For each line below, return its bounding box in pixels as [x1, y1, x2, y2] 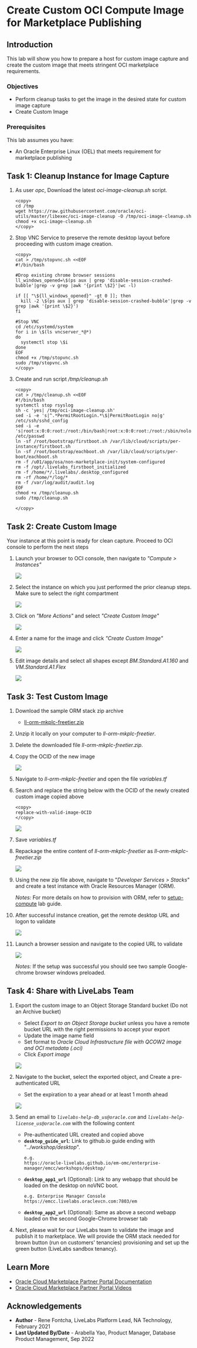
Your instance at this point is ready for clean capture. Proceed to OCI [6, 537, 174, 544]
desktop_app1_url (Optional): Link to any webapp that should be [23, 1175, 178, 1182]
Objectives [6, 82, 39, 90]
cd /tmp [15, 203, 34, 209]
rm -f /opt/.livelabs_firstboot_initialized [15, 464, 126, 470]
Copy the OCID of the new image [15, 753, 96, 760]
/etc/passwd [15, 434, 45, 440]
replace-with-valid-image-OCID [15, 810, 92, 816]
